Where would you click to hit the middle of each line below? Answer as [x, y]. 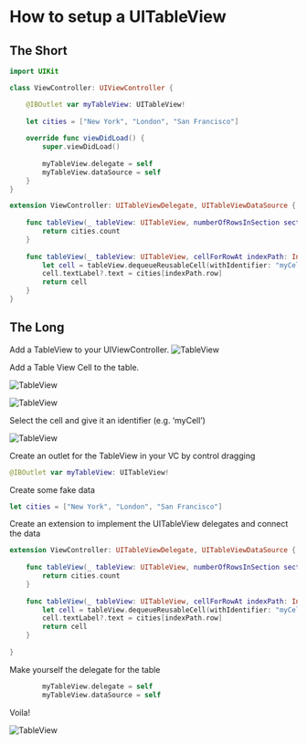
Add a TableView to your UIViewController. [90, 350]
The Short [38, 51]
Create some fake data [53, 489]
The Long [37, 327]
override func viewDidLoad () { [85, 139]
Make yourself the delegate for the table [85, 669]
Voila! [20, 712]
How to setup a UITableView [118, 17]
